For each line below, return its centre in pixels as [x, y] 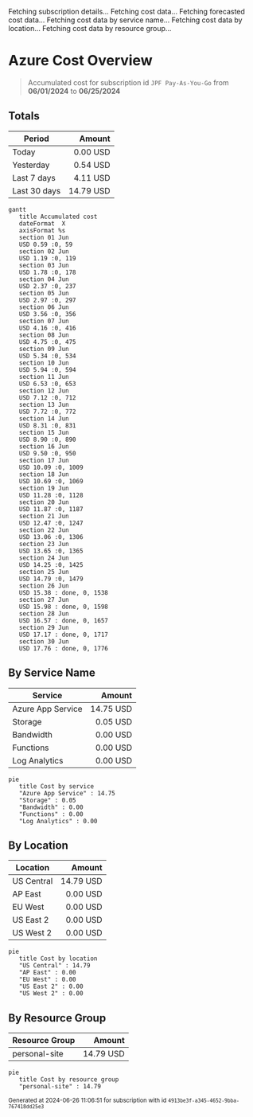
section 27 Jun [44, 600]
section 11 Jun [44, 377]
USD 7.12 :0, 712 [48, 397]
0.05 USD [114, 721]
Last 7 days [34, 178]
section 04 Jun [44, 279]
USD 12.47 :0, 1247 [51, 523]
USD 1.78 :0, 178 [48, 272]
